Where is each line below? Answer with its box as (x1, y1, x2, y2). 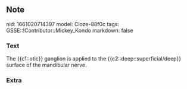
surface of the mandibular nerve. (6, 62, 87, 69)
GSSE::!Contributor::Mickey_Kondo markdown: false (6, 27, 133, 34)
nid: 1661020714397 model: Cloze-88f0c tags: (6, 20, 119, 27)
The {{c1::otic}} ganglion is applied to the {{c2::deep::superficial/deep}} (6, 55, 182, 62)
